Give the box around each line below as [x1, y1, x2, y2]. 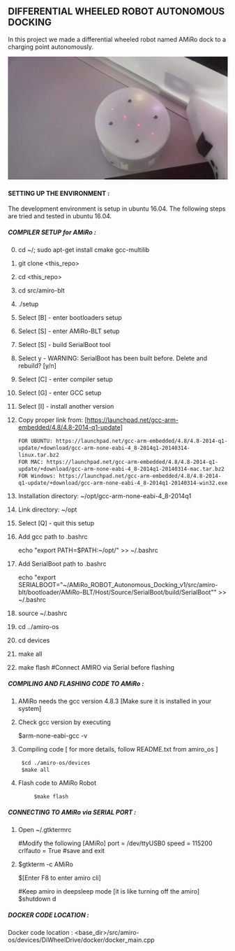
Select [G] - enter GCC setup [17, 388, 102, 397]
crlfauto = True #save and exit [17, 847, 105, 855]
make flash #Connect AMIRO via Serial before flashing [17, 663, 175, 672]
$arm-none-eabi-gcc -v [17, 731, 88, 740]
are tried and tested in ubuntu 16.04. [8, 212, 112, 220]
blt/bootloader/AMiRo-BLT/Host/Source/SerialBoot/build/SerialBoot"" [17, 588, 217, 597]
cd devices [17, 636, 50, 644]
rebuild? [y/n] [17, 362, 56, 370]
